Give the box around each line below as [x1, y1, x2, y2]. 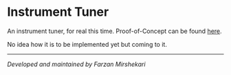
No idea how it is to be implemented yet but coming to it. [7, 40, 167, 48]
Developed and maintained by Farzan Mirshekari [7, 60, 146, 68]
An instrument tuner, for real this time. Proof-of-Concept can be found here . [7, 27, 222, 35]
